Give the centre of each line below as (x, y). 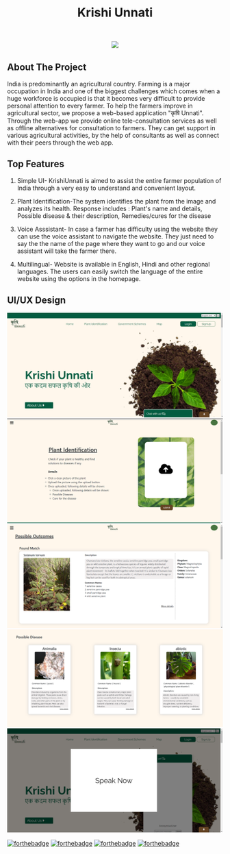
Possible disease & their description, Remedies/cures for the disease (114, 216)
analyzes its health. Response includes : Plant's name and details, (110, 208)
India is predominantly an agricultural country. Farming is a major (99, 84)
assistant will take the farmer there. (67, 251)
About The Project (47, 68)
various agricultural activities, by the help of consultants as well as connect (113, 135)
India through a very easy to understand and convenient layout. (106, 188)
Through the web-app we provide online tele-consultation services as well (112, 121)
